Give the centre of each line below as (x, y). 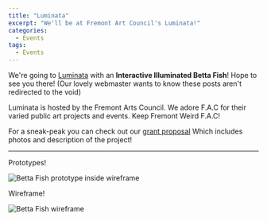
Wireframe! (27, 193)
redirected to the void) (45, 92)
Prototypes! (27, 163)
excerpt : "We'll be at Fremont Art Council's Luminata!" (104, 23)
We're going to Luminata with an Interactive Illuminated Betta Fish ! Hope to (133, 75)
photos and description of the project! (70, 140)
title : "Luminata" (39, 16)
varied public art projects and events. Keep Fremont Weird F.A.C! (114, 116)
